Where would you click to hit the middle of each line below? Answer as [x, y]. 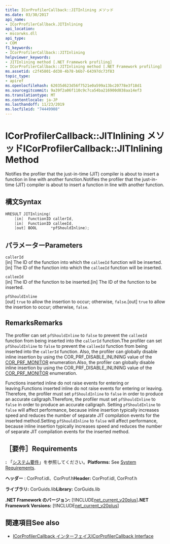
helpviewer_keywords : [28, 57]
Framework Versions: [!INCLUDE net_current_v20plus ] [62, 505]
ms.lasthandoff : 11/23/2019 [35, 105]
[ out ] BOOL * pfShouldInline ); [52, 228]
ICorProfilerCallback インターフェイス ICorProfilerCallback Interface [83, 536]
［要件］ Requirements [41, 449]
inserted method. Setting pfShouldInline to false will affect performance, [82, 420]
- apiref [14, 81]
